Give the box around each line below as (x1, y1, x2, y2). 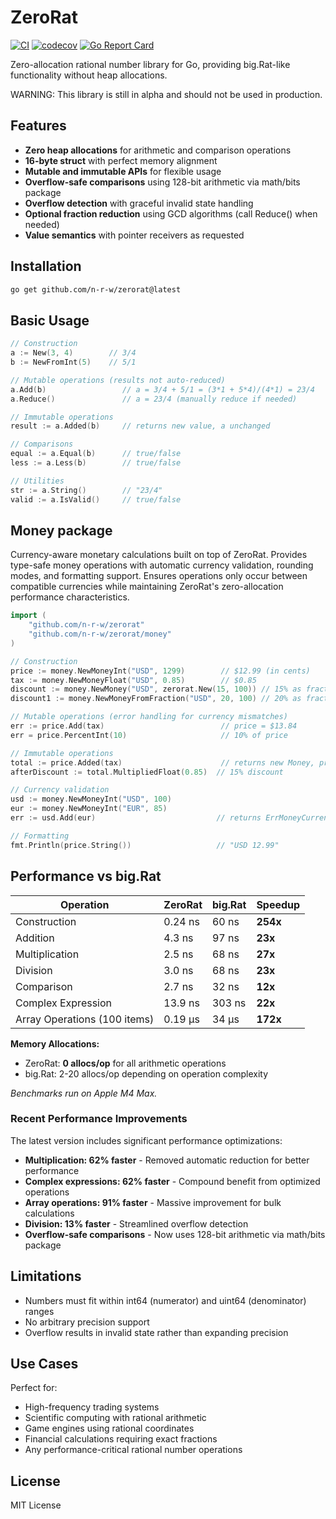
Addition (15, 931, 55, 945)
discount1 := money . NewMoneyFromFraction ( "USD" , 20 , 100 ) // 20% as (10, 694, 302, 704)
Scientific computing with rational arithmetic (24, 1412, 207, 1424)
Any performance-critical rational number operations (24, 1444, 243, 1456)
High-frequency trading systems (24, 1401, 160, 1413)
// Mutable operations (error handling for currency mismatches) (10, 712, 288, 722)
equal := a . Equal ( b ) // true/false (10, 449, 182, 459)
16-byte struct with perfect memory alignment (24, 154, 218, 166)
